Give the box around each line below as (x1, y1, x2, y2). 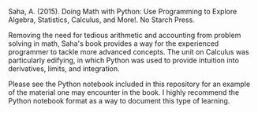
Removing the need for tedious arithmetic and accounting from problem (8, 31, 241, 40)
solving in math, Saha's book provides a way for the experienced (8, 39, 219, 48)
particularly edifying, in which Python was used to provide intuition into (8, 55, 239, 65)
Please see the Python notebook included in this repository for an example (8, 79, 251, 89)
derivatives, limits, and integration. (8, 64, 120, 73)
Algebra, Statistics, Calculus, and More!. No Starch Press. (8, 15, 195, 24)
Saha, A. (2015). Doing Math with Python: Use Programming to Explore (8, 7, 237, 16)
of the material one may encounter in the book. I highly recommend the (8, 88, 240, 97)
